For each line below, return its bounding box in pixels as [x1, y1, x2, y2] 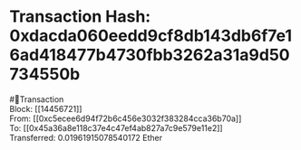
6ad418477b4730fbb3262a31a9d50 [9, 45, 290, 65]
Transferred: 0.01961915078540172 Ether [9, 132, 163, 143]
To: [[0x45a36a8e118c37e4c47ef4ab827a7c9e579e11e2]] [9, 122, 224, 133]
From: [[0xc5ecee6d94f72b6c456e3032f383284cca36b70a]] [9, 113, 242, 124]
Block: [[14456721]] [9, 103, 83, 114]
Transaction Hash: [9, 6, 151, 27]
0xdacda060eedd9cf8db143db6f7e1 [9, 25, 293, 46]
